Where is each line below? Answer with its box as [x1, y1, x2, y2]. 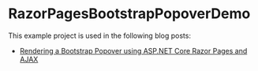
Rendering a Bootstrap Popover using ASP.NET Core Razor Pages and [19, 46, 248, 55]
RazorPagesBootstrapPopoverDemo [8, 5, 251, 23]
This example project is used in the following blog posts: [8, 31, 192, 40]
